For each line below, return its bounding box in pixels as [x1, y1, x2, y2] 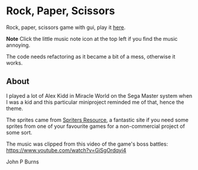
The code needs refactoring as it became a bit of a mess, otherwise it [6, 53, 176, 60]
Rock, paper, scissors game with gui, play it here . [6, 24, 126, 31]
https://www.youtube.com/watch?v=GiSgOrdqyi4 [6, 146, 126, 153]
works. [6, 59, 23, 66]
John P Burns [6, 158, 40, 165]
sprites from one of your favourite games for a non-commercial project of [6, 123, 185, 130]
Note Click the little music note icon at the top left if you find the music [6, 35, 178, 42]
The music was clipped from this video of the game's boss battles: [6, 140, 168, 147]
